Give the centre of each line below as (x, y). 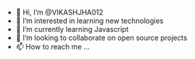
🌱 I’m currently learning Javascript (72, 29)
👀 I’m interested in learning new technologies (90, 21)
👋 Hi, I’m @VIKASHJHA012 (59, 12)
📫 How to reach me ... (53, 47)
